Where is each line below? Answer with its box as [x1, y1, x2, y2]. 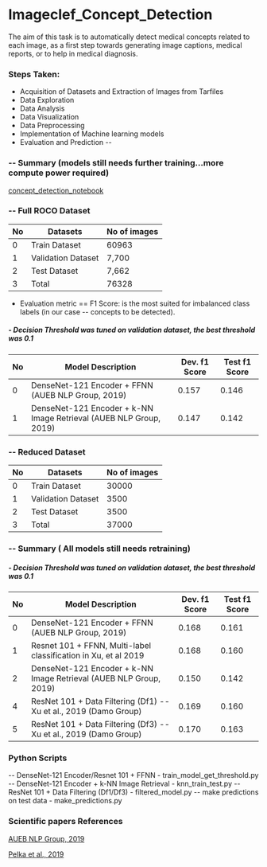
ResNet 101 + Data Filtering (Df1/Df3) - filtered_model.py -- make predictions [8, 787, 259, 797]
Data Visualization [19, 112, 79, 122]
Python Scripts [8, 752, 68, 764]
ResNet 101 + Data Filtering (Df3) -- [31, 718, 170, 729]
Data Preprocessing [19, 121, 85, 131]
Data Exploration [19, 96, 75, 105]
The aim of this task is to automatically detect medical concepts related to [8, 32, 250, 41]
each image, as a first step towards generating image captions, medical [8, 40, 242, 49]
